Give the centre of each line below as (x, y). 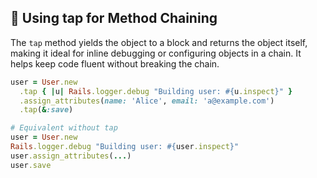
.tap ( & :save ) (46, 110)
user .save (31, 165)
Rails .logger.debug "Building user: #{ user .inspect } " (125, 147)
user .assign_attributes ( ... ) (71, 156)
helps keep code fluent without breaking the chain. (115, 63)
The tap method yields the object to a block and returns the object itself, (159, 42)
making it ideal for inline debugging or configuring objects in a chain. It (156, 53)
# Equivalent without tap (64, 128)
